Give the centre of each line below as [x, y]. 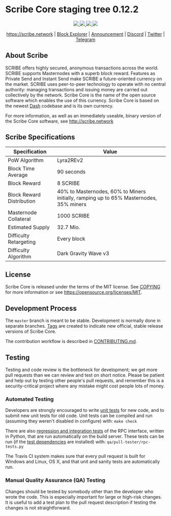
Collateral [19, 219]
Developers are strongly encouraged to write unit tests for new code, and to [85, 410]
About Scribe [27, 55]
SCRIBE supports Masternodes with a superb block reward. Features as [80, 73]
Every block [71, 238]
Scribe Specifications [40, 137]
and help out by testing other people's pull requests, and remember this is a [84, 380]
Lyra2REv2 [70, 160]
